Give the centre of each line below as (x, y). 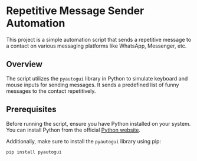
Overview (24, 64)
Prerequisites (31, 110)
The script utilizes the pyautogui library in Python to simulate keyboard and (97, 78)
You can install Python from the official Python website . (73, 130)
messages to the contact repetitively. (51, 91)
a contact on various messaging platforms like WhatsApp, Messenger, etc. (96, 46)
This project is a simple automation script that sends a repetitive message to (99, 39)
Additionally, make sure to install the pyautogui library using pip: (83, 141)
